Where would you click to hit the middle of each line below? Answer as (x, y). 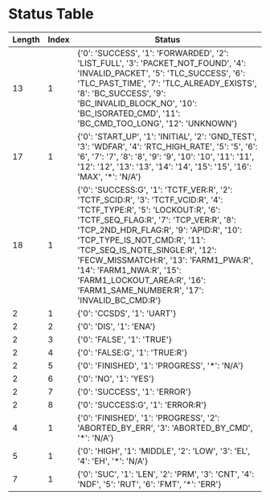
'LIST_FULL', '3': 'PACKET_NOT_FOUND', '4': (162, 63)
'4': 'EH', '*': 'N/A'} (113, 461)
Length (26, 39)
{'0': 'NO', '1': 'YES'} (116, 379)
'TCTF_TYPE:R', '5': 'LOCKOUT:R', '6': (149, 210)
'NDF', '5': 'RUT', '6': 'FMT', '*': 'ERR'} (149, 484)
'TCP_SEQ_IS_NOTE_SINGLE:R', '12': (147, 250)
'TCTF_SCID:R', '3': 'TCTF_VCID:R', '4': (150, 199)
